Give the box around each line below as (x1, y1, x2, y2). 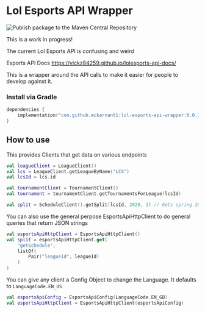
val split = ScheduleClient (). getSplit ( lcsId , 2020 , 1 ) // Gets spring (6, 202, 192, 208)
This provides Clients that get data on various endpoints (6, 151, 148, 158)
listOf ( (17, 248, 37, 254)
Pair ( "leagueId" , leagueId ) (28, 253, 99, 260)
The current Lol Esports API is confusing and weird (6, 47, 134, 55)
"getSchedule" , (17, 242, 56, 249)
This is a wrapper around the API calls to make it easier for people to (6, 71, 179, 78)
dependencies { (6, 107, 45, 113)
